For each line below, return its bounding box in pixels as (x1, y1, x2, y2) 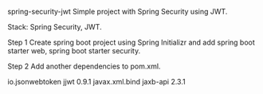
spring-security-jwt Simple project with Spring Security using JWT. (7, 7, 228, 16)
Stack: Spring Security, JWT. (7, 22, 102, 31)
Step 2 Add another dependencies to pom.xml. (7, 61, 161, 71)
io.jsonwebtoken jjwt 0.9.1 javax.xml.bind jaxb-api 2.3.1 (7, 77, 186, 86)
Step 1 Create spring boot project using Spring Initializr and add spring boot (7, 37, 256, 47)
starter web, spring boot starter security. (7, 46, 141, 55)
